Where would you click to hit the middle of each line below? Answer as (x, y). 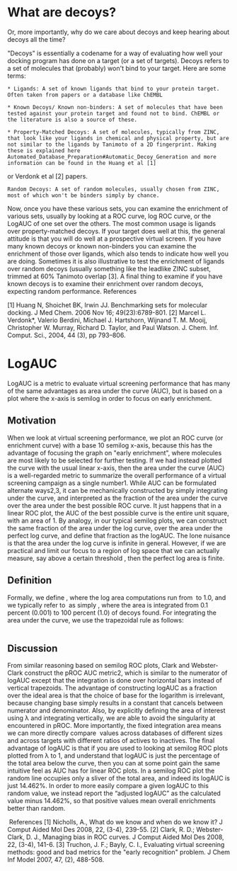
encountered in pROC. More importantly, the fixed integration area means (114, 726)
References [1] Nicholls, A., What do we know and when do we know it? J (116, 822)
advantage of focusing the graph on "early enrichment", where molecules (115, 452)
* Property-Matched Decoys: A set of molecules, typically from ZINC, (114, 132)
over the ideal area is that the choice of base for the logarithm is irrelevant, (116, 695)
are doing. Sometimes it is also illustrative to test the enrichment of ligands (116, 261)
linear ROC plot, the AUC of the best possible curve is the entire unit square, (118, 513)
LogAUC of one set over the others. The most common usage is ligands (112, 223)
